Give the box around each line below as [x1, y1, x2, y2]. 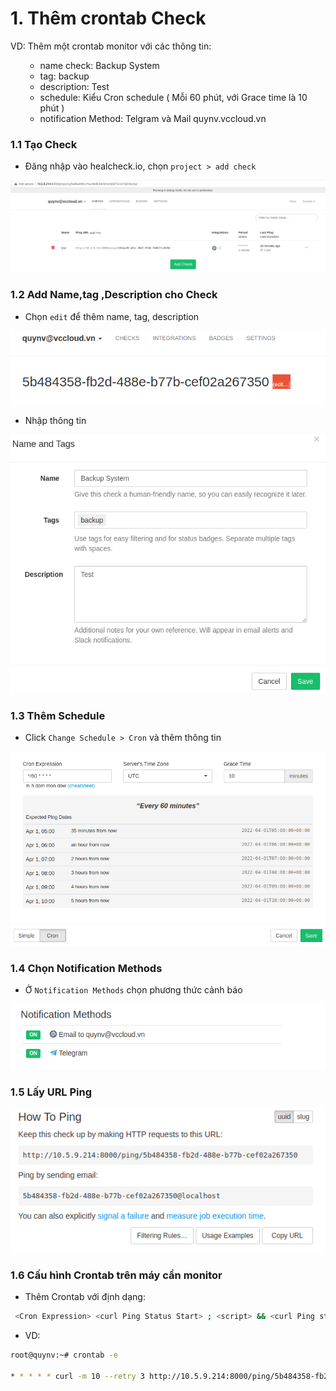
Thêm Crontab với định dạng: [24, 1291, 146, 1303]
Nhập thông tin [24, 414, 87, 426]
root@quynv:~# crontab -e [10, 1350, 118, 1361]
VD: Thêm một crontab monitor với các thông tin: [10, 40, 212, 52]
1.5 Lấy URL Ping [10, 1085, 93, 1099]
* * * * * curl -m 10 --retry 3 [10, 1372, 145, 1382]
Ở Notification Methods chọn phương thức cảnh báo [24, 983, 243, 996]
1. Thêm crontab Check [10, 7, 207, 30]
